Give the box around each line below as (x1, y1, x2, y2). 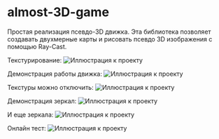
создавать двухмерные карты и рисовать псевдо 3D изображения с (7, 34, 213, 43)
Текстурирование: (7, 55, 62, 64)
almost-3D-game (7, 4, 110, 20)
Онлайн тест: (7, 124, 47, 132)
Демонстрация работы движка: (7, 69, 103, 78)
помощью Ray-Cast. (7, 42, 67, 51)
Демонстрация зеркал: (7, 96, 77, 105)
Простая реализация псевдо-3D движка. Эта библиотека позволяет (7, 27, 211, 36)
